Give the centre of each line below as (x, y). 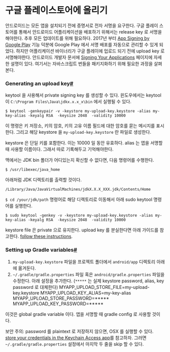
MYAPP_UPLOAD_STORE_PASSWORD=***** (61, 298)
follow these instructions (46, 237)
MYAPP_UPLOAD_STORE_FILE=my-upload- (104, 287)
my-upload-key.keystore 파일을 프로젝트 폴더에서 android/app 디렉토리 (84, 261)
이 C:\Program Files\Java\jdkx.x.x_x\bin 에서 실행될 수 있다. (69, 102)
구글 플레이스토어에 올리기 (57, 10)
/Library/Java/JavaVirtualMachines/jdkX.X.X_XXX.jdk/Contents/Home (78, 189)
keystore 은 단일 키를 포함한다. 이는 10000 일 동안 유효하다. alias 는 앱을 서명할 (84, 143)
